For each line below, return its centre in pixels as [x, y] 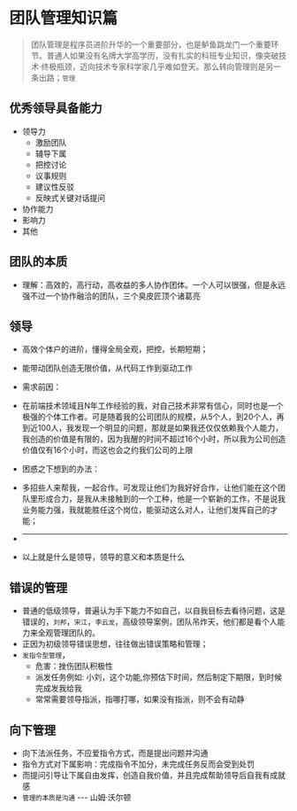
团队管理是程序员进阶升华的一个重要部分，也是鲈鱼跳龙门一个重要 [151, 44]
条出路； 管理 [53, 77]
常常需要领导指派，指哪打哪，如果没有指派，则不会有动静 [140, 699]
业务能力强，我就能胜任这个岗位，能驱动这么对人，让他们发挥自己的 [146, 510]
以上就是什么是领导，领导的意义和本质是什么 [103, 557]
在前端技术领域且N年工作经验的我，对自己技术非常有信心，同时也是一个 [153, 406]
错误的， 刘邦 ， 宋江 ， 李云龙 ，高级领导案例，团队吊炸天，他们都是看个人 [150, 622]
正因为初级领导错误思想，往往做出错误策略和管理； [115, 644]
